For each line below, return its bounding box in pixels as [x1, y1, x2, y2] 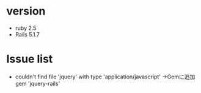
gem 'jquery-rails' [15, 80, 60, 87]
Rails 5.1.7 [15, 30, 40, 38]
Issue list [6, 52, 53, 66]
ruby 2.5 [15, 24, 37, 32]
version [6, 4, 46, 18]
